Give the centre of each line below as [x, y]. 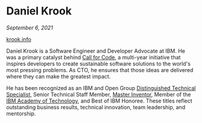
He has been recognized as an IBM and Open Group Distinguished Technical [101, 88]
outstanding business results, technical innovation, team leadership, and [96, 107]
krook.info [19, 39]
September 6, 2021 [29, 28]
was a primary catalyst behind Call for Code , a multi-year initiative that [93, 57]
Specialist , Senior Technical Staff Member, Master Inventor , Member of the [99, 94]
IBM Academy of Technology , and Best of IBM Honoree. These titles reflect [99, 101]
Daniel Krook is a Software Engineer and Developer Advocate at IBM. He [96, 51]
